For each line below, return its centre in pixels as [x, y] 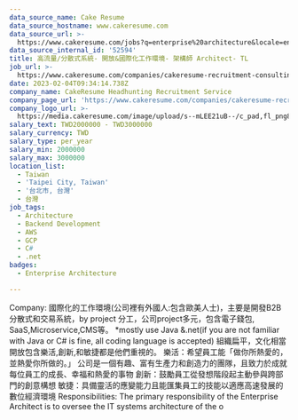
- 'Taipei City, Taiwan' [63, 183]
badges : [24, 265]
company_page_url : [43, 100]
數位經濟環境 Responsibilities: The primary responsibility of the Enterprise [144, 396]
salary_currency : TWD [49, 133]
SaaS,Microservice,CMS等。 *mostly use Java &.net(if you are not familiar [145, 329]
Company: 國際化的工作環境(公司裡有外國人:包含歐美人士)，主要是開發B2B [145, 307]
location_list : [37, 166]
